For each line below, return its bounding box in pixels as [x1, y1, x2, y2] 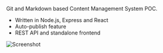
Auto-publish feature [14, 23, 67, 30]
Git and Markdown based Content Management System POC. [6, 5, 158, 12]
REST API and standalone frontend [14, 29, 101, 36]
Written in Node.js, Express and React [14, 17, 109, 23]
